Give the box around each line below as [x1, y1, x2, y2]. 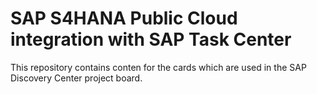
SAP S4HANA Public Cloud [10, 7, 238, 30]
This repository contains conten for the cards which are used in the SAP [10, 61, 307, 73]
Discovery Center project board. [10, 72, 143, 84]
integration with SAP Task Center [10, 28, 292, 51]
